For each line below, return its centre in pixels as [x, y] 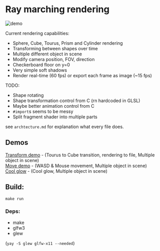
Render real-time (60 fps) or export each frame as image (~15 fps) [82, 75]
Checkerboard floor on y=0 [41, 65]
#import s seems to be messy [43, 111]
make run [15, 199]
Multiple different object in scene [47, 54]
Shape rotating [28, 95]
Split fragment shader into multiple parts [55, 117]
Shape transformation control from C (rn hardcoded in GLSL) [76, 101]
